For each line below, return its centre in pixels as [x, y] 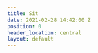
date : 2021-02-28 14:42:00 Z [49, 20]
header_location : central [44, 33]
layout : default [30, 39]
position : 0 [24, 26]
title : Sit [23, 13]
